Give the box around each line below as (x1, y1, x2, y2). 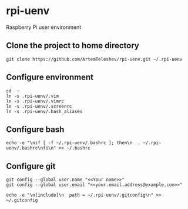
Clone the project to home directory (6, 41, 139, 51)
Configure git (6, 161, 56, 171)
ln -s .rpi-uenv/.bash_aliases (6, 108, 83, 114)
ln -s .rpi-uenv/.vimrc (6, 98, 65, 104)
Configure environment (6, 72, 94, 82)
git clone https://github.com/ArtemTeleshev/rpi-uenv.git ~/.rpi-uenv (6, 56, 183, 62)
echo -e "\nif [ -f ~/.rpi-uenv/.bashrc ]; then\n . (6, 140, 141, 146)
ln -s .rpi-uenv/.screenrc (6, 103, 72, 110)
